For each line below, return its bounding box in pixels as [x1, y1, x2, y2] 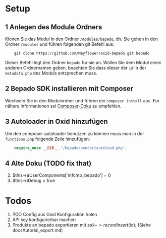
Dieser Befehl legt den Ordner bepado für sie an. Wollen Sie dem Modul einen [5, 60, 162, 65]
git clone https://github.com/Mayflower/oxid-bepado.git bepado [14, 51, 150, 56]
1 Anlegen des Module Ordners [5, 23, 103, 31]
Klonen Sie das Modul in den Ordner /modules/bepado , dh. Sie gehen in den [5, 36, 158, 42]
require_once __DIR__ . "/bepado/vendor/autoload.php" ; [14, 145, 127, 151]
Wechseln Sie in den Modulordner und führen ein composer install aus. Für [5, 97, 160, 103]
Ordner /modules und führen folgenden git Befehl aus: [5, 41, 114, 47]
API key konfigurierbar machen [12, 217, 76, 223]
